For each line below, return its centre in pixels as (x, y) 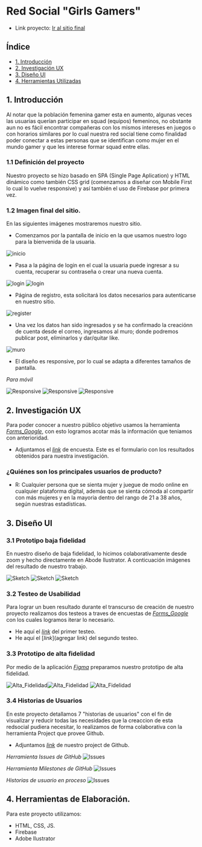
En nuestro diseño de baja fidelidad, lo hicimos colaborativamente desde (96, 553)
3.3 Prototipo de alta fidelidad (51, 654)
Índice (18, 47)
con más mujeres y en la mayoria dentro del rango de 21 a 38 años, (98, 498)
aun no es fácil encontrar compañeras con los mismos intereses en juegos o (101, 127)
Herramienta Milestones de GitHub (49, 768)
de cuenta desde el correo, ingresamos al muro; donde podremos (97, 332)
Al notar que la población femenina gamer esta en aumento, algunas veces (99, 114)
